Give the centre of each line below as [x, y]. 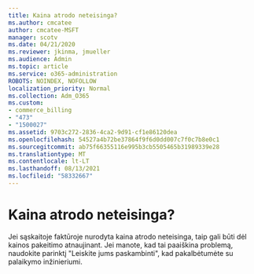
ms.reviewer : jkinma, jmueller [59, 52]
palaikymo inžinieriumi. [45, 261]
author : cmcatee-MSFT [44, 30]
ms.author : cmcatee [40, 23]
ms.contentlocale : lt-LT [49, 162]
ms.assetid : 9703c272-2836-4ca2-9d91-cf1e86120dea [93, 132]
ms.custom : [26, 103]
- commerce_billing [40, 111]
